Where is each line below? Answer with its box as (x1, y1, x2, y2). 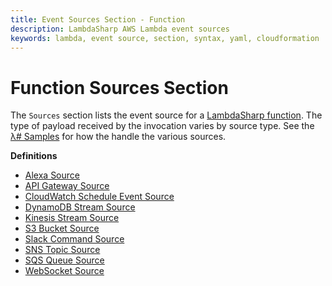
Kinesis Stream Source (24, 212, 120, 224)
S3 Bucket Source (24, 222, 100, 235)
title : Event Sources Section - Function (10, 14, 186, 25)
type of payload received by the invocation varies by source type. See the (10, 120, 315, 132)
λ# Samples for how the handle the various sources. (10, 131, 227, 143)
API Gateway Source (24, 180, 110, 192)
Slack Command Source (24, 233, 125, 245)
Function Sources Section (10, 76, 229, 99)
